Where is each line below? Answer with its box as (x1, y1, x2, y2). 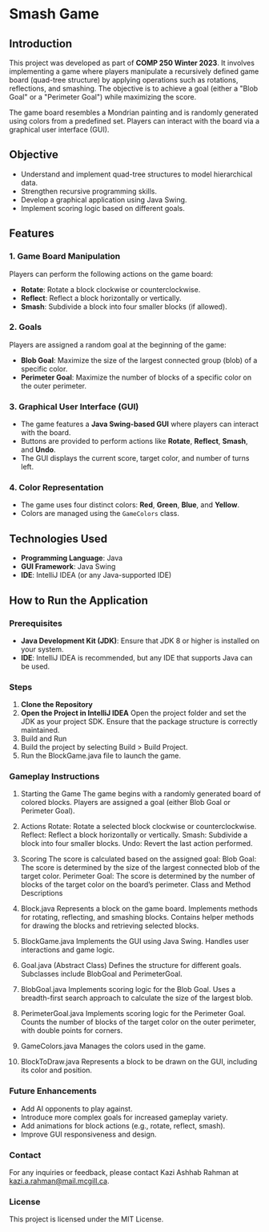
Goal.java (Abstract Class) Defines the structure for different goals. (20, 961, 242, 970)
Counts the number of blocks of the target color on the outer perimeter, (20, 1017, 257, 1027)
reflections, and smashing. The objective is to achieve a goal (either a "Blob (9, 83, 259, 93)
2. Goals (9, 322, 42, 333)
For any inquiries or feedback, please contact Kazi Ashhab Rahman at (9, 1168, 239, 1177)
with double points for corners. (20, 1026, 123, 1035)
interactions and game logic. (20, 945, 115, 955)
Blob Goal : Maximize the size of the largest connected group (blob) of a (20, 355, 258, 365)
